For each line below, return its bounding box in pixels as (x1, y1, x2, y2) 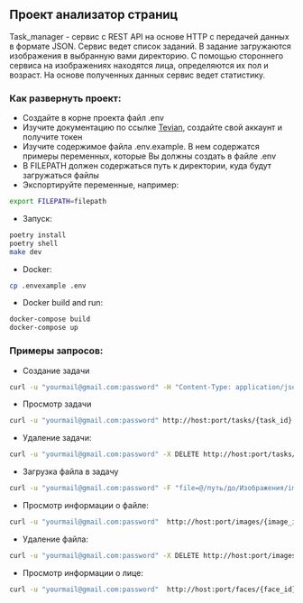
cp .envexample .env (9, 281, 87, 290)
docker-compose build (9, 315, 91, 324)
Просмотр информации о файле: (22, 500, 149, 511)
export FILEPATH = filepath (9, 197, 106, 206)
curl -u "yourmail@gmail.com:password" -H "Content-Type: (9, 382, 232, 391)
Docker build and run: (22, 297, 104, 308)
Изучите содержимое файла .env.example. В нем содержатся (22, 142, 260, 152)
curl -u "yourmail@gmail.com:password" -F (9, 484, 171, 493)
